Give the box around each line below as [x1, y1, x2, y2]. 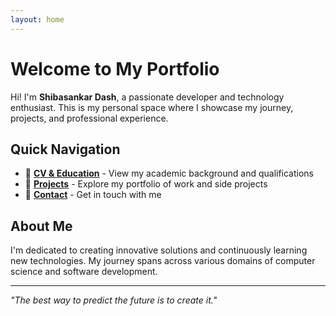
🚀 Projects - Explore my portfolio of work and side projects [24, 178, 268, 190]
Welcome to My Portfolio [10, 57, 220, 80]
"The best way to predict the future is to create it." [10, 294, 218, 306]
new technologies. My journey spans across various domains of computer [10, 255, 316, 267]
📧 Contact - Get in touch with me [24, 189, 162, 201]
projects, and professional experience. [10, 112, 169, 124]
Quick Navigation [10, 141, 121, 158]
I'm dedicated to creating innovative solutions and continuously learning [10, 244, 308, 256]
